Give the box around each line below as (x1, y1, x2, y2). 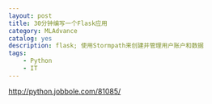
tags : (8, 49, 27, 57)
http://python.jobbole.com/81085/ (8, 86, 121, 96)
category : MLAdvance (8, 27, 78, 35)
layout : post (8, 11, 53, 20)
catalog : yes (8, 34, 53, 43)
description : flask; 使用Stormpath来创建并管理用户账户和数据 (8, 42, 204, 50)
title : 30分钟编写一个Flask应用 (8, 19, 108, 27)
